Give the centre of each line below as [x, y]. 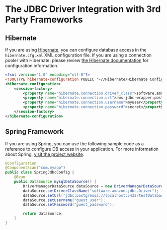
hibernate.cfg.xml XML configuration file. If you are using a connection [79, 55]
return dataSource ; [43, 214]
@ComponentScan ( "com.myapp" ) [35, 168]
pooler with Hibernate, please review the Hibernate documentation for [77, 60]
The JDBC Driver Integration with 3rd [83, 9]
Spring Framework [34, 132]
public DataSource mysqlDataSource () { [55, 182]
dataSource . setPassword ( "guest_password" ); [69, 205]
